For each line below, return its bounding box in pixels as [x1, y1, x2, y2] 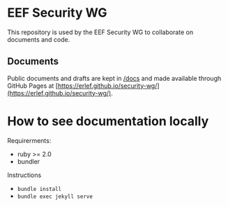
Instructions [7, 171, 42, 179]
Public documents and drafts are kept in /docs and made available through [7, 74, 222, 82]
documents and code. [7, 35, 70, 43]
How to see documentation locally [7, 113, 209, 129]
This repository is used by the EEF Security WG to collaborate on [7, 28, 194, 36]
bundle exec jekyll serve [17, 193, 93, 200]
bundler [17, 157, 40, 165]
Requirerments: [7, 136, 52, 144]
